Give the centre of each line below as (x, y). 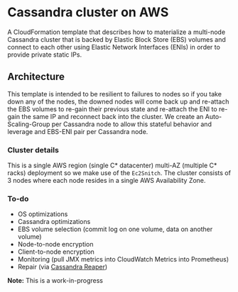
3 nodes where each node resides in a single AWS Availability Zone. (107, 181)
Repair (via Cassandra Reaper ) (63, 267)
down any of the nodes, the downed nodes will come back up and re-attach (118, 101)
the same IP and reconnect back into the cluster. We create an (113, 116)
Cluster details (33, 150)
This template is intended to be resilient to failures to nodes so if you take (115, 94)
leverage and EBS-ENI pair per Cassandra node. (78, 131)
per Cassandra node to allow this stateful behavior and (131, 124)
